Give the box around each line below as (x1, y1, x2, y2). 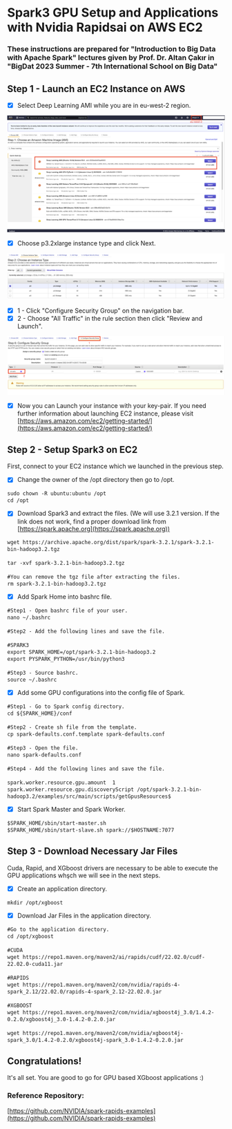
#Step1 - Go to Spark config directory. (7, 703, 126, 710)
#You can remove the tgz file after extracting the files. (7, 573, 181, 580)
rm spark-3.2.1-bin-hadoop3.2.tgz (7, 580, 107, 587)
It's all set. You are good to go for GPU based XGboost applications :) (7, 1074, 204, 1082)
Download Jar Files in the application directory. (17, 911, 152, 920)
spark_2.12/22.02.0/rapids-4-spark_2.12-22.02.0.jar (7, 988, 162, 995)
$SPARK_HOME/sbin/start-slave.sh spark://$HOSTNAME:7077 (7, 826, 175, 834)
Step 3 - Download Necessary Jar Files (7, 846, 178, 857)
